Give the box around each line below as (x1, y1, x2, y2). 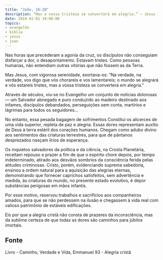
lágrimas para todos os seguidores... (5, 107, 79, 113)
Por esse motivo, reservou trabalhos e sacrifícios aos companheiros (5, 192, 142, 198)
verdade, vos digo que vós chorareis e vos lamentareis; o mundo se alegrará (5, 77, 159, 83)
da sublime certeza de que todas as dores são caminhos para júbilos (5, 217, 143, 223)
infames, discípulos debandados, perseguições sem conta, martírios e (5, 102, 146, 107)
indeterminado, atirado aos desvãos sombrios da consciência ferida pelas (5, 156, 153, 163)
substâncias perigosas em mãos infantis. (5, 183, 87, 189)
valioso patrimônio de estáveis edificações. (5, 202, 92, 208)
